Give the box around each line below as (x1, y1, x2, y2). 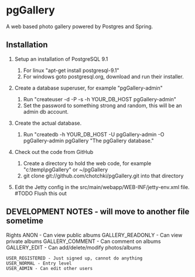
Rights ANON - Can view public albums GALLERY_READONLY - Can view (6, 231, 183, 238)
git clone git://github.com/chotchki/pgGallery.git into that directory (23, 172, 184, 179)
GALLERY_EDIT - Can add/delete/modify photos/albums (6, 244, 142, 251)
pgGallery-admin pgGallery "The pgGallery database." (23, 137, 154, 144)
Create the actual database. (14, 119, 82, 126)
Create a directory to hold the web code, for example (23, 159, 152, 167)
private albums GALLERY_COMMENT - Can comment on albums (6, 238, 161, 245)
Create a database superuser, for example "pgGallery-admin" (14, 84, 163, 91)
